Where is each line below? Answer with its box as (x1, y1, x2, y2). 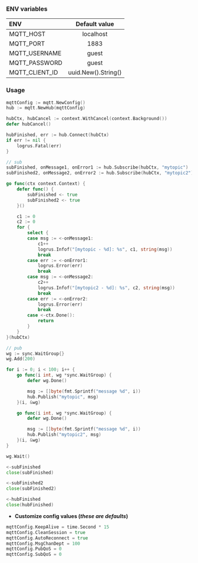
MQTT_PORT (9, 40, 45, 48)
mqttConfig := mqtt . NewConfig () (6, 99, 85, 105)
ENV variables (6, 5, 48, 13)
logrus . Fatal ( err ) (16, 143, 62, 149)
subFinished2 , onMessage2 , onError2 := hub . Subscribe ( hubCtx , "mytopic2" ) (6, 170, 194, 176)
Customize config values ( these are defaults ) (14, 512, 128, 519)
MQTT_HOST (9, 30, 46, 38)
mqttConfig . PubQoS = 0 (6, 546, 62, 552)
